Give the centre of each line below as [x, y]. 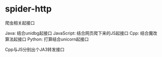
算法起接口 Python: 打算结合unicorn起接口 [47, 39]
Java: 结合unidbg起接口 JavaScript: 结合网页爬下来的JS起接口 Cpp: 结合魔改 [81, 33]
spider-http [29, 9]
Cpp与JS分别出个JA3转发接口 [35, 49]
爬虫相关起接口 [20, 23]
